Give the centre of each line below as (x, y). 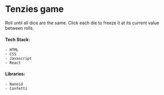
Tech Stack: (18, 39)
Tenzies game (35, 9)
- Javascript (19, 59)
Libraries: (15, 74)
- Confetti (16, 89)
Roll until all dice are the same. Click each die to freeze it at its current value (82, 23)
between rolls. (20, 28)
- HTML (12, 50)
